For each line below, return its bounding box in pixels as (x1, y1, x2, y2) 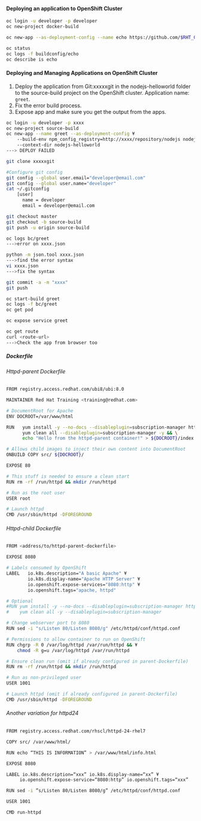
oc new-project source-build (6, 125, 79, 131)
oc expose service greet (6, 318, 68, 324)
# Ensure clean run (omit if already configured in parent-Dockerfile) (6, 658, 188, 665)
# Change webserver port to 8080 (6, 620, 90, 626)
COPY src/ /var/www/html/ (6, 739, 71, 745)
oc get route (6, 328, 39, 335)
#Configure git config (6, 169, 63, 175)
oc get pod (6, 307, 33, 313)
